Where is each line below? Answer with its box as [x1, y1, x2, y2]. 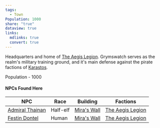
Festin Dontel [7, 114, 39, 121]
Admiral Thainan [7, 106, 46, 113]
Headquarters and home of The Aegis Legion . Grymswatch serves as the [5, 53, 156, 59]
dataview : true [5, 26, 37, 31]
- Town [9, 12, 23, 17]
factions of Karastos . [5, 64, 48, 70]
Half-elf [50, 106, 70, 113]
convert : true [9, 40, 39, 45]
